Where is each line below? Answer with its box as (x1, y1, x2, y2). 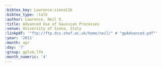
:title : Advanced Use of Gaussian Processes (5, 21, 100, 27)
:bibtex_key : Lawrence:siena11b (5, 7, 72, 13)
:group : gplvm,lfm (5, 49, 43, 54)
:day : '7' (5, 45, 26, 50)
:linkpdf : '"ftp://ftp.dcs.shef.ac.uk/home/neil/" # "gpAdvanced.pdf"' (5, 31, 158, 36)
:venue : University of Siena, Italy (5, 26, 82, 31)
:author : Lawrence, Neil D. (5, 17, 64, 22)
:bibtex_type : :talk (5, 12, 48, 17)
